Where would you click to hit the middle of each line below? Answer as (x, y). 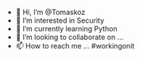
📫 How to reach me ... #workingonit (75, 46)
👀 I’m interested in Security (60, 20)
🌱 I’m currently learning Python (66, 29)
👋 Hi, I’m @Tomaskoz (50, 12)
